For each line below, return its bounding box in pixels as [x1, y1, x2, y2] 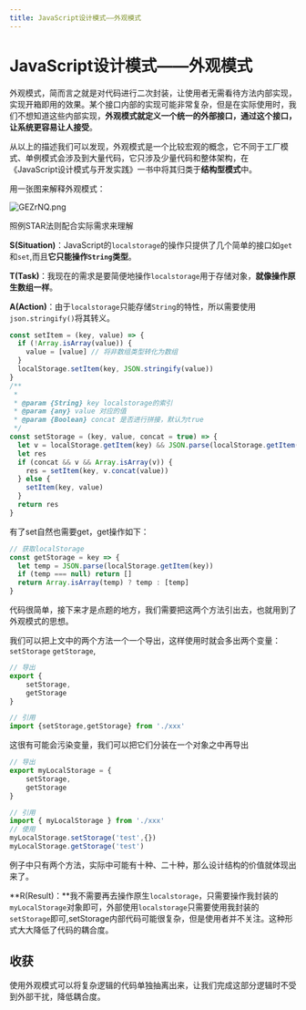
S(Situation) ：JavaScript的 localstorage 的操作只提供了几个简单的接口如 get [9, 239, 293, 251]
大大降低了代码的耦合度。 [16, 924, 114, 935]
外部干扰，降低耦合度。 [16, 991, 106, 1002]
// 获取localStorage [9, 544, 85, 553]
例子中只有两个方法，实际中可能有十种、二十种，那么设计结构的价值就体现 [9, 859, 289, 871]
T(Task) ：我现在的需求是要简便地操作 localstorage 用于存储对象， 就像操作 [9, 270, 289, 281]
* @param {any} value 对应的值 [13, 407, 127, 416]
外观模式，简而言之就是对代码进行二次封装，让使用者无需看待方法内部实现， [9, 88, 297, 98]
